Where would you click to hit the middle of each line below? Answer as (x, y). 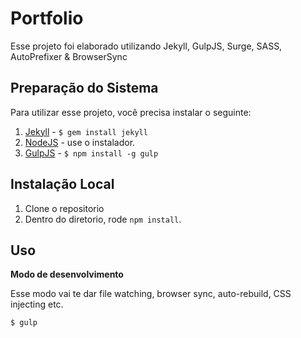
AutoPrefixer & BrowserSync (69, 56)
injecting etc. (37, 304)
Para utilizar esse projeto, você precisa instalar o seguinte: (131, 112)
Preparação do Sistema (84, 88)
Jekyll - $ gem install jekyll (86, 131)
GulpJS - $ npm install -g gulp (91, 153)
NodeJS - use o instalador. (80, 142)
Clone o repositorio (64, 208)
